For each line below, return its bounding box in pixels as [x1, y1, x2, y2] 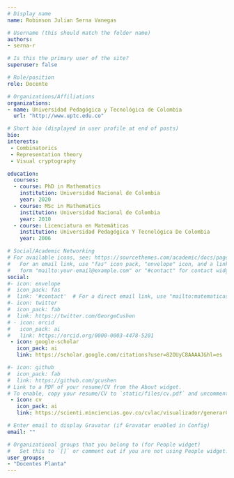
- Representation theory [10, 151, 82, 158]
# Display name [7, 10, 52, 17]
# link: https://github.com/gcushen [7, 377, 117, 384]
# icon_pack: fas [7, 287, 61, 294]
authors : [7, 36, 33, 43]
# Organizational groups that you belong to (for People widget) [7, 441, 201, 448]
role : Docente [7, 80, 49, 87]
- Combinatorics [10, 144, 58, 151]
